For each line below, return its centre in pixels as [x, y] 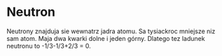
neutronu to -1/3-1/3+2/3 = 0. [49, 46]
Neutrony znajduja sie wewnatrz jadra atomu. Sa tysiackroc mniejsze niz [111, 31]
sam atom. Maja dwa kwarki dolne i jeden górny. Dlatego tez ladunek [106, 38]
